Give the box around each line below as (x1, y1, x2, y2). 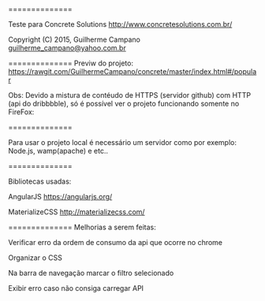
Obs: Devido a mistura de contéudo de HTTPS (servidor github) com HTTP (8, 91, 251, 99)
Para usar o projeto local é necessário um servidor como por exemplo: (8, 138, 237, 147)
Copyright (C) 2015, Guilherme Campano (8, 35, 140, 44)
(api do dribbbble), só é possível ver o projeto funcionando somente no (8, 99, 240, 108)
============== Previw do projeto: (8, 58, 134, 68)
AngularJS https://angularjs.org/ (8, 192, 113, 201)
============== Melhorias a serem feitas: (8, 222, 156, 232)
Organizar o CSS (8, 253, 63, 262)
